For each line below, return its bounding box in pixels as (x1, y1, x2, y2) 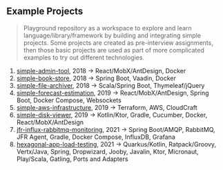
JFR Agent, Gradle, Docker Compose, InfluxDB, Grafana (16, 133, 175, 141)
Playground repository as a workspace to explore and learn (23, 23, 193, 32)
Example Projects (6, 6, 84, 17)
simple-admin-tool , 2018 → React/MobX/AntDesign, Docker (16, 66, 186, 75)
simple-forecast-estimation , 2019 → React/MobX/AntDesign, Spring (16, 88, 209, 97)
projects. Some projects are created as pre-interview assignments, (23, 38, 213, 47)
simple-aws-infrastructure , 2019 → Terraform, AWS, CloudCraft (16, 103, 197, 111)
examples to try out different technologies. (23, 53, 145, 62)
